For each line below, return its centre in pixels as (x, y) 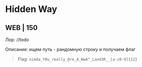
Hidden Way (31, 9)
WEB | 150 (21, 28)
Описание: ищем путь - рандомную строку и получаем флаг (70, 49)
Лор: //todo (17, 39)
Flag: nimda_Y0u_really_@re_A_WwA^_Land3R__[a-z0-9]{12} (77, 59)
